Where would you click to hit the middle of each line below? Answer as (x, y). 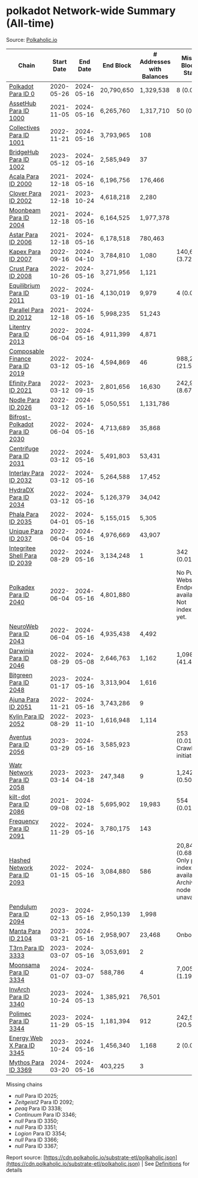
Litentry (20, 327)
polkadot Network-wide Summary (91, 11)
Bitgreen (21, 675)
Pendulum (23, 907)
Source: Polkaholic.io (32, 40)
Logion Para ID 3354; (40, 1133)
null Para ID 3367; (36, 1146)
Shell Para (23, 555)
